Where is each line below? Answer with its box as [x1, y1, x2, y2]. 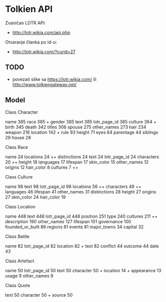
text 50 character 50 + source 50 [5, 292, 73, 298]
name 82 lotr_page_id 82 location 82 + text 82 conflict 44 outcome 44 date [5, 243, 159, 249]
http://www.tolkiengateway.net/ [12, 81, 77, 87]
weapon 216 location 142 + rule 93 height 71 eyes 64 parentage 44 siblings [5, 129, 159, 135]
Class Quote [5, 282, 31, 288]
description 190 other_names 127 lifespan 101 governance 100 [5, 218, 131, 224]
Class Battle [5, 233, 30, 239]
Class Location [5, 203, 36, 209]
